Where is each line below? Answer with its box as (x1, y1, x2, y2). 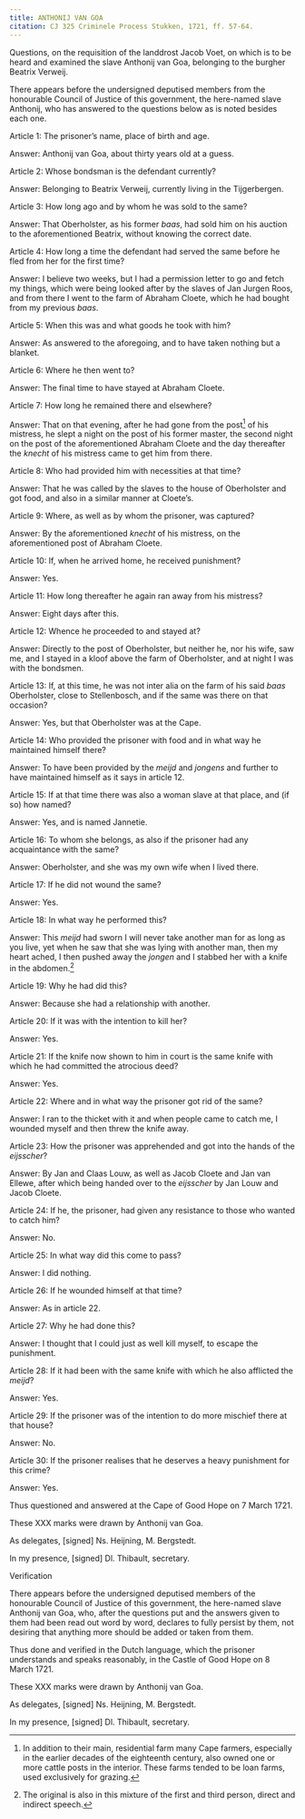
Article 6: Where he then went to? (9, 365, 135, 376)
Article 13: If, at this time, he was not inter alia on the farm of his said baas (9, 680, 286, 691)
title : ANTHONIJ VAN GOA (9, 13, 103, 23)
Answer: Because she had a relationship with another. (9, 998, 211, 1009)
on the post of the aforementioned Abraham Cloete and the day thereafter (9, 438, 286, 449)
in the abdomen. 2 (9, 961, 74, 973)
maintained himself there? (9, 745, 107, 756)
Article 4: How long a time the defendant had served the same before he (9, 246, 280, 256)
